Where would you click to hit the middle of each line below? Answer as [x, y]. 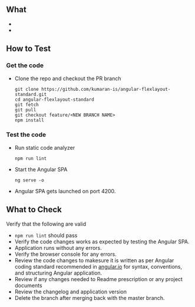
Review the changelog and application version [70, 292]
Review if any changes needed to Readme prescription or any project [98, 279]
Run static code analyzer [45, 147]
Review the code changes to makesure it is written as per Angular [94, 260]
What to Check [34, 209]
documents [28, 285]
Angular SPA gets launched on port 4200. [65, 191]
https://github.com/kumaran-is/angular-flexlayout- [106, 89]
